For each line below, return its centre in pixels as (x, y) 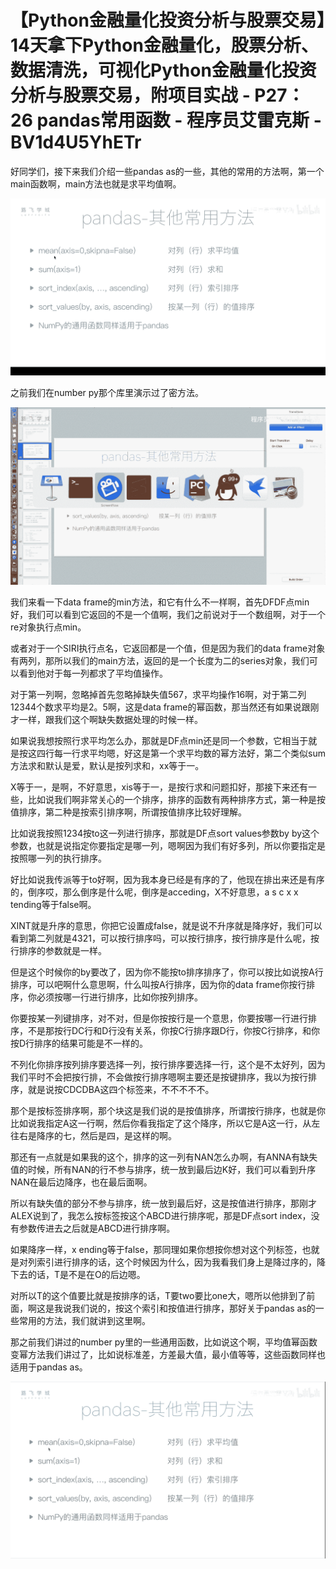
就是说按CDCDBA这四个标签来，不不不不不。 (121, 1089)
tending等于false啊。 (53, 904)
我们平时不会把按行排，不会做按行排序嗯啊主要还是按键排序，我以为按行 (159, 1077)
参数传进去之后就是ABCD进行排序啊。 (97, 1228)
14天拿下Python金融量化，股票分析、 (164, 45)
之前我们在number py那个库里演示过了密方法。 (107, 393)
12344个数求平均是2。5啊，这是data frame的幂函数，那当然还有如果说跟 (160, 707)
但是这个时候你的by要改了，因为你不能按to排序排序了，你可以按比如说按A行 (167, 972)
